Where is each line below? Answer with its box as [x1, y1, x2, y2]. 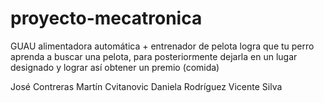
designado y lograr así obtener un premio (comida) [10, 61, 220, 73]
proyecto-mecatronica [10, 7, 203, 30]
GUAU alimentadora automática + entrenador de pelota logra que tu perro [10, 40, 315, 52]
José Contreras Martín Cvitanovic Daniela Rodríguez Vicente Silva [10, 80, 283, 92]
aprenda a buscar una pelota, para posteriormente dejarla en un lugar [10, 50, 298, 62]
